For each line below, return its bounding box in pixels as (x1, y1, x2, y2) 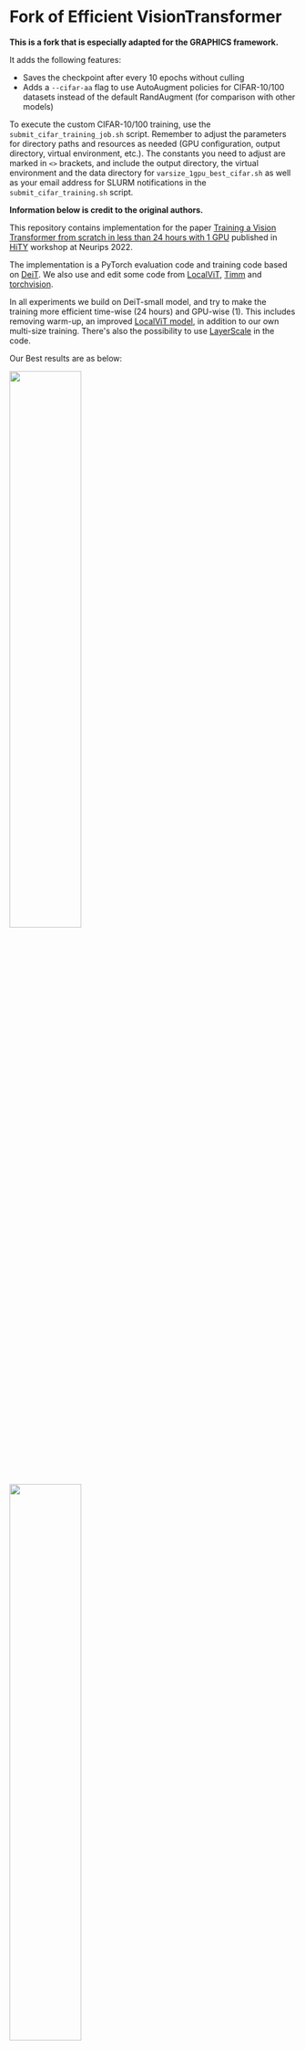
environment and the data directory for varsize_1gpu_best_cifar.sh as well (9, 167, 291, 178)
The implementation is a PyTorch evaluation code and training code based (9, 258, 289, 270)
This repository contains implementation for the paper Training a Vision (9, 222, 277, 233)
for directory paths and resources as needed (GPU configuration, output (9, 138, 280, 149)
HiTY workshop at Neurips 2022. (9, 241, 134, 252)
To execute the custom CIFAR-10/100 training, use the (9, 119, 211, 130)
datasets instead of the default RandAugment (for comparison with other (22, 91, 296, 102)
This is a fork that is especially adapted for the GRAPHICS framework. (9, 37, 280, 47)
